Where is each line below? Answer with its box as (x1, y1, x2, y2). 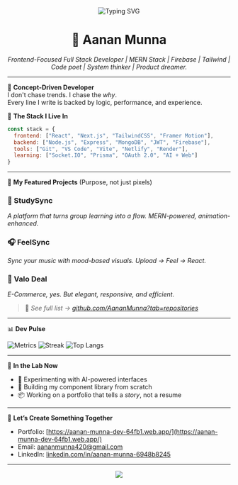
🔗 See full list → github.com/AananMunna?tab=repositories (24, 304, 198, 313)
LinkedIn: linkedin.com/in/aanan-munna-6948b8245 (17, 450, 171, 459)
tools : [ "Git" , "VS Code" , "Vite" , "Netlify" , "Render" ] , (13, 145, 189, 152)
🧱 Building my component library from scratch (17, 383, 152, 391)
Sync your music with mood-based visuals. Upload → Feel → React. (7, 256, 207, 264)
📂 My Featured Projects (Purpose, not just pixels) (7, 178, 152, 186)
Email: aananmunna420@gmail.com (17, 442, 123, 451)
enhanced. (7, 219, 39, 228)
